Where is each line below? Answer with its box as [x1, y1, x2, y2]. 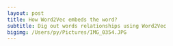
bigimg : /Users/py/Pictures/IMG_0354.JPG [7, 28, 127, 36]
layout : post [7, 9, 44, 17]
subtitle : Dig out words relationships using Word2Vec [7, 22, 167, 29]
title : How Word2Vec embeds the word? [7, 16, 118, 23]
